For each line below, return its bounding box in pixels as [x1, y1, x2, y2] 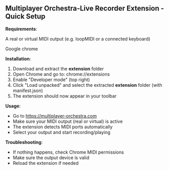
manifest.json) [12, 87, 44, 93]
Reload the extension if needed [12, 160, 79, 166]
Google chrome [5, 46, 38, 52]
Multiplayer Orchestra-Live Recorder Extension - [5, 4, 164, 13]
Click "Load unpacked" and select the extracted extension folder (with [12, 82, 162, 88]
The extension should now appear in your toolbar [12, 92, 117, 99]
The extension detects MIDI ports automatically [12, 123, 113, 130]
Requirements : [5, 26, 37, 32]
